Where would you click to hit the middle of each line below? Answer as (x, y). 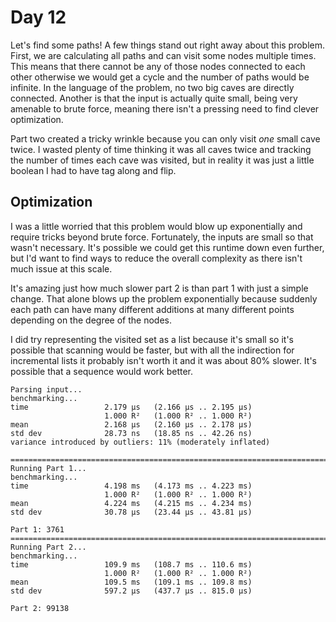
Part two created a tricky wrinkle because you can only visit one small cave (165, 138)
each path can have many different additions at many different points (152, 309)
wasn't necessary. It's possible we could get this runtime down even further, (167, 247)
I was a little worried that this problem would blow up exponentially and (156, 226)
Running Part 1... (48, 468)
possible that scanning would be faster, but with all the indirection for (152, 350)
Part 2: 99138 (40, 608)
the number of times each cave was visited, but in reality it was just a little (162, 160)
